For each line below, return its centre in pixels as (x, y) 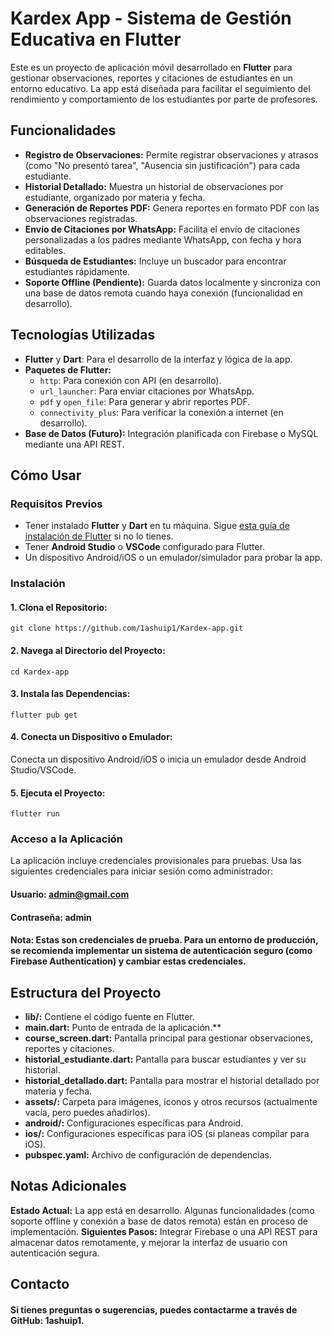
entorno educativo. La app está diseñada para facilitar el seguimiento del (160, 88)
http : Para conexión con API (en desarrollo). (130, 380)
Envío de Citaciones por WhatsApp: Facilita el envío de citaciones (162, 229)
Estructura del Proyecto (86, 992)
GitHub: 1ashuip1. (47, 1320)
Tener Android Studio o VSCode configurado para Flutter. (144, 547)
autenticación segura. (55, 1253)
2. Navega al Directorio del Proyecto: (88, 650)
